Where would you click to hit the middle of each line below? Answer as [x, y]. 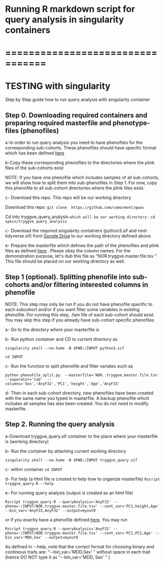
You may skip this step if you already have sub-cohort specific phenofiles [80, 320]
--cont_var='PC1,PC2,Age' [126, 533]
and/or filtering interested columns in [90, 285]
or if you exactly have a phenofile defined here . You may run [66, 519]
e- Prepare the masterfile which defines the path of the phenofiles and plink [82, 245]
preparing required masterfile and [58, 123]
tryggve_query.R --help [30, 483]
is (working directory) [27, 441]
